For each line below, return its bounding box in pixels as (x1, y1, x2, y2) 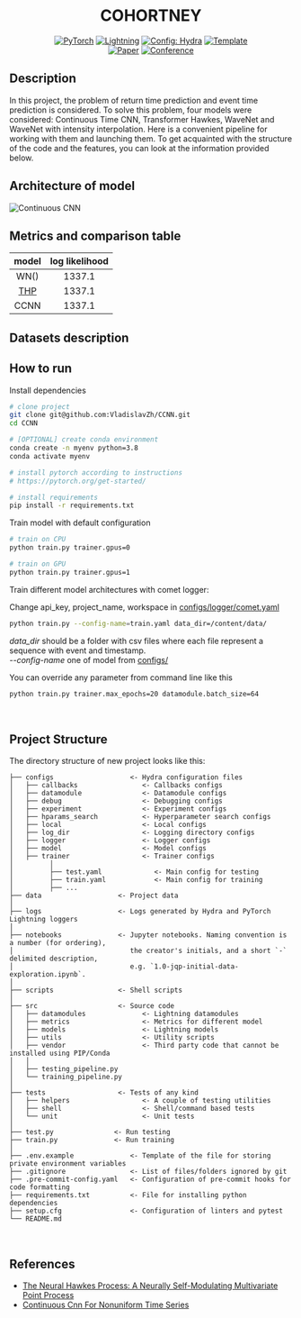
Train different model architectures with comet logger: (9, 584, 209, 595)
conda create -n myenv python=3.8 (9, 443, 139, 453)
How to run (9, 361, 73, 377)
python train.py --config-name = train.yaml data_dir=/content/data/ (9, 619, 268, 628)
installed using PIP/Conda (9, 1049, 111, 1059)
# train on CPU (9, 535, 66, 544)
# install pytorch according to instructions (9, 468, 182, 477)
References (9, 1256, 75, 1271)
